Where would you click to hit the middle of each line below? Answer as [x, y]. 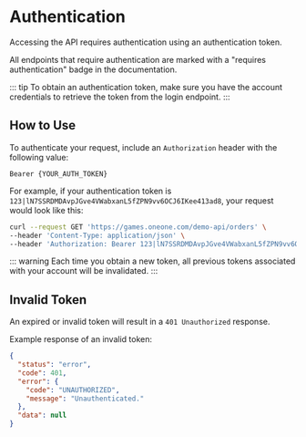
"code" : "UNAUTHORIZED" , [73, 390]
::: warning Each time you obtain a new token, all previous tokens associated [153, 261]
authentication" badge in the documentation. [93, 69]
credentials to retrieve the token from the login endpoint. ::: [120, 97]
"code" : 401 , [42, 373]
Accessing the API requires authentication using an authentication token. [146, 42]
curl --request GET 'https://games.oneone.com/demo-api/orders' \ [138, 227]
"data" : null [42, 416]
